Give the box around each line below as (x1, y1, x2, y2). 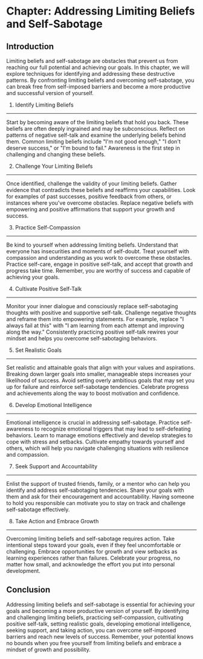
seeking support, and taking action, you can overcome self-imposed (6, 626, 176, 634)
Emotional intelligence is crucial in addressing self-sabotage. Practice (6, 419, 179, 426)
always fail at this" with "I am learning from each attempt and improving (6, 322, 184, 329)
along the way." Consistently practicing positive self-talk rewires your (6, 328, 179, 336)
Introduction (6, 41, 54, 51)
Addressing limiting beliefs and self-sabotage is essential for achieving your (6, 601, 195, 608)
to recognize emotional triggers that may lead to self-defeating (34, 425, 192, 432)
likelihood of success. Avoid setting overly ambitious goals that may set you (6, 377, 195, 384)
